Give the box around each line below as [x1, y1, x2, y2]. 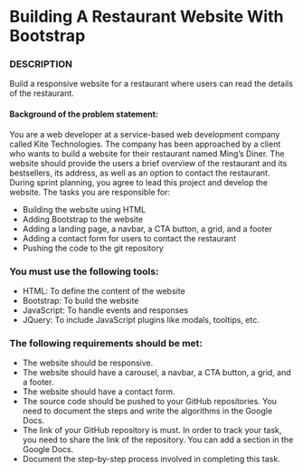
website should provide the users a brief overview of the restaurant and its [9, 157, 288, 168]
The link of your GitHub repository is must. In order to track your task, [22, 425, 282, 436]
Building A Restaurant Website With [9, 6, 284, 27]
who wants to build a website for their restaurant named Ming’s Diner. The [9, 147, 285, 159]
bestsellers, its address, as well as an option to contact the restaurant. [9, 167, 270, 178]
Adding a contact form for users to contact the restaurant [22, 232, 237, 243]
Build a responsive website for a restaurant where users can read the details [9, 79, 294, 90]
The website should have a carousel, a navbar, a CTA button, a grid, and [22, 367, 291, 378]
